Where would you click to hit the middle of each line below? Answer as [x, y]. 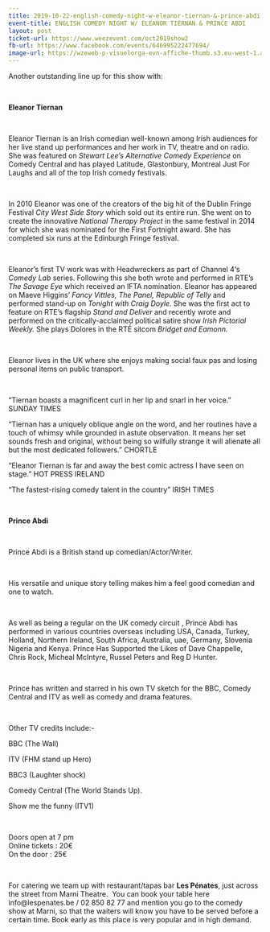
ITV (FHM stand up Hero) [50, 759]
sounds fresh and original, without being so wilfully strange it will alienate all [135, 441]
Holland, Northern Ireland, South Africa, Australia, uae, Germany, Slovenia [131, 640]
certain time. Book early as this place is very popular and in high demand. [130, 920]
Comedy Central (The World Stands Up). [76, 790]
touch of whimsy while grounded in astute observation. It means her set [127, 433]
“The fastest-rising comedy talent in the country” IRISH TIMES [111, 489]
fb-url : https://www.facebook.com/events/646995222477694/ [109, 46]
